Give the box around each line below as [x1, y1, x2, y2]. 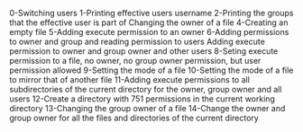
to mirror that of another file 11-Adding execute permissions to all [9, 75, 251, 84]
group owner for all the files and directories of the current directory [9, 112, 259, 123]
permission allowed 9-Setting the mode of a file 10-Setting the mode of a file [9, 65, 294, 75]
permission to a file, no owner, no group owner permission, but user [9, 56, 262, 66]
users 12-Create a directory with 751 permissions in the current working [9, 93, 275, 104]
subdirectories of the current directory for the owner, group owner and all [9, 84, 282, 94]
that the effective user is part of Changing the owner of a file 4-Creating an [9, 17, 289, 28]
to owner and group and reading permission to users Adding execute [9, 36, 266, 47]
